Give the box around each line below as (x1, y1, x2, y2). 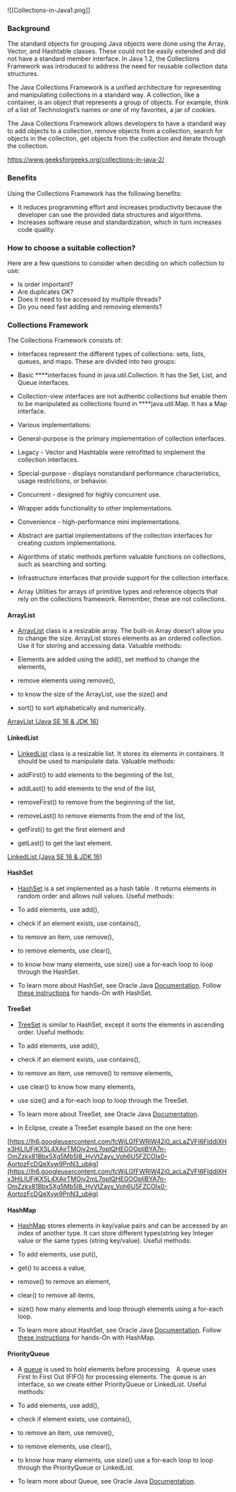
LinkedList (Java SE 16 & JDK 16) (7, 852, 102, 861)
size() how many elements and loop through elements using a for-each (17, 1304, 223, 1314)
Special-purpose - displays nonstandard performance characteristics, (17, 469, 221, 478)
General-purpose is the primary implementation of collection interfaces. (17, 434, 227, 443)
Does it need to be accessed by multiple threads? (17, 295, 162, 303)
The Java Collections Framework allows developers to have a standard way (7, 119, 227, 128)
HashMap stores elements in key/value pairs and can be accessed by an (17, 1221, 228, 1230)
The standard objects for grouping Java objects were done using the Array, (7, 39, 225, 48)
